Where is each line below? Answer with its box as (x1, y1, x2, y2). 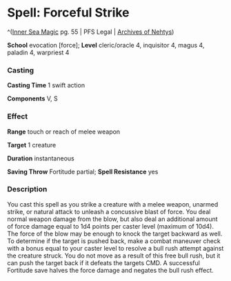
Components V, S (7, 94, 58, 103)
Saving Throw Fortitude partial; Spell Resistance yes (7, 167, 159, 176)
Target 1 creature (7, 140, 57, 149)
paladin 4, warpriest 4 (7, 48, 70, 56)
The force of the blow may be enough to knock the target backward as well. (7, 229, 223, 238)
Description (7, 185, 48, 194)
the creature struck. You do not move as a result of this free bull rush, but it (7, 251, 221, 260)
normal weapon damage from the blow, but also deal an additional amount (7, 215, 219, 223)
